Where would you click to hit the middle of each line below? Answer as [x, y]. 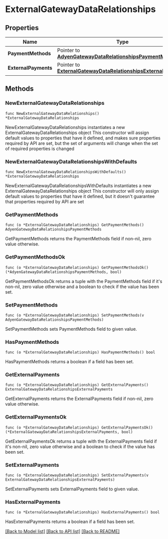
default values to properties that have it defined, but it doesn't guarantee [80, 196]
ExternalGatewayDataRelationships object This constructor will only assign [82, 191]
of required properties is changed [40, 149]
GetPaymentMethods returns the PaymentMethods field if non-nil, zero [78, 239]
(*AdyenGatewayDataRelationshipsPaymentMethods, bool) [63, 272]
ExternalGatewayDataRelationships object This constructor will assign [77, 132]
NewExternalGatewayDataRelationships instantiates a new [65, 127]
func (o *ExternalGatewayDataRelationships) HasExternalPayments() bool [82, 512]
